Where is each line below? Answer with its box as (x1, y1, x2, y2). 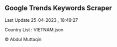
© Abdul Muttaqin (4, 36, 42, 42)
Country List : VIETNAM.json (4, 27, 63, 33)
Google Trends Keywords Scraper (4, 4, 112, 12)
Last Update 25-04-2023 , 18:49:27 (4, 17, 78, 23)
